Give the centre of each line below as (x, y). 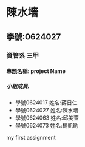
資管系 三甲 (23, 55)
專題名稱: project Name (36, 71)
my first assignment (31, 138)
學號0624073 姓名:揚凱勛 (47, 126)
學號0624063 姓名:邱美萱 (47, 118)
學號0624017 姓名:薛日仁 (46, 103)
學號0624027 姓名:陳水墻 (47, 111)
